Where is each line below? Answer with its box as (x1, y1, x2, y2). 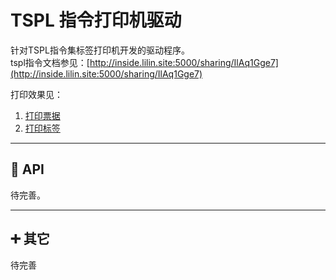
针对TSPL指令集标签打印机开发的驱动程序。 (10, 44, 190, 56)
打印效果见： (10, 88, 63, 100)
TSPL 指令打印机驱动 (10, 9, 182, 32)
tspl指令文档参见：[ (10, 56, 90, 68)
